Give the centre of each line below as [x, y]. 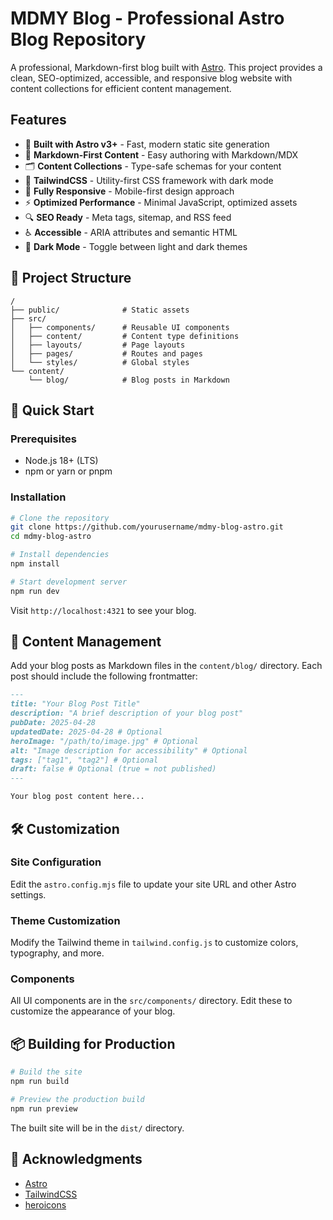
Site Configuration [56, 862]
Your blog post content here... [77, 797]
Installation [38, 497]
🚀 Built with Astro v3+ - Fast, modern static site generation [147, 144]
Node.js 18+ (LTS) [61, 461]
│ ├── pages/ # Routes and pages [106, 353]
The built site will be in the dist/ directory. [97, 1128]
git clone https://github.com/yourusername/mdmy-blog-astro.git [147, 527]
